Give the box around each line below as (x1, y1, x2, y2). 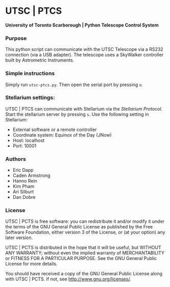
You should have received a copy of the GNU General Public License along (5, 271, 162, 277)
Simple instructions (5, 70, 55, 77)
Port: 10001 (12, 143, 37, 149)
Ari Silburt (12, 189, 34, 195)
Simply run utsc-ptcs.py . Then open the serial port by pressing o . (5, 82, 143, 88)
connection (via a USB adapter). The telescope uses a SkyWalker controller (5, 51, 164, 58)
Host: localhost (12, 137, 45, 143)
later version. (5, 234, 33, 241)
